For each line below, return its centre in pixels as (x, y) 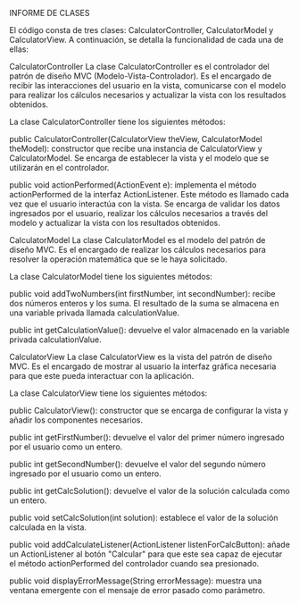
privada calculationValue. (55, 340)
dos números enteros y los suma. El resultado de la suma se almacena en (144, 303)
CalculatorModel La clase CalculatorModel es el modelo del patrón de (137, 240)
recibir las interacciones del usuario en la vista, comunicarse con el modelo (148, 85)
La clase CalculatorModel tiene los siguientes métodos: (111, 277)
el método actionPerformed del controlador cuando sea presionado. (134, 563)
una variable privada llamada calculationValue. (95, 313)
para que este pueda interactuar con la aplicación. (102, 376)
